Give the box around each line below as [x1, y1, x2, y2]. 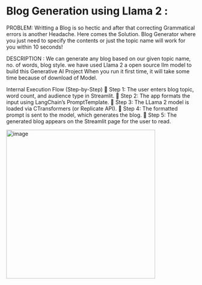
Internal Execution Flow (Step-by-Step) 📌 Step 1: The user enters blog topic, [6, 85, 194, 93]
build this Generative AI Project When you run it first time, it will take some [6, 67, 190, 75]
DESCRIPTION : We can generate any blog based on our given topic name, [6, 55, 191, 62]
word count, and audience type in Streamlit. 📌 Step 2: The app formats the [6, 92, 191, 99]
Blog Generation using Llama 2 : [6, 4, 168, 18]
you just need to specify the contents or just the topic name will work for [6, 37, 186, 44]
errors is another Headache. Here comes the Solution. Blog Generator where [6, 30, 196, 37]
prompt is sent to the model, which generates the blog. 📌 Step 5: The [6, 111, 177, 118]
